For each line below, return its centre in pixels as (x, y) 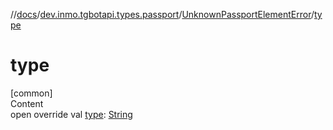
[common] (31, 93)
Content (27, 103)
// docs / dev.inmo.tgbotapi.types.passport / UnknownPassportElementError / (162, 14)
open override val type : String (71, 114)
